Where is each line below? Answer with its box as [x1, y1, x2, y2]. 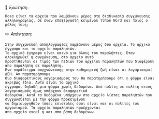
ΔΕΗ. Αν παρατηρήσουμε [5, 72, 51, 77]
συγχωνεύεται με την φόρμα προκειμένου [5, 97, 86, 102]
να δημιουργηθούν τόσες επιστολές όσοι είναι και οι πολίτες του [5, 101, 139, 106]
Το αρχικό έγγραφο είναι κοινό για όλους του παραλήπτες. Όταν [5, 51, 135, 55]
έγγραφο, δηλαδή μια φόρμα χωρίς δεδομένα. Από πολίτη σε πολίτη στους [5, 84, 152, 89]
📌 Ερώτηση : [5, 5, 29, 10]
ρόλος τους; [5, 22, 29, 27]
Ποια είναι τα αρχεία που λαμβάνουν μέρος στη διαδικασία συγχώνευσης [5, 14, 150, 19]
